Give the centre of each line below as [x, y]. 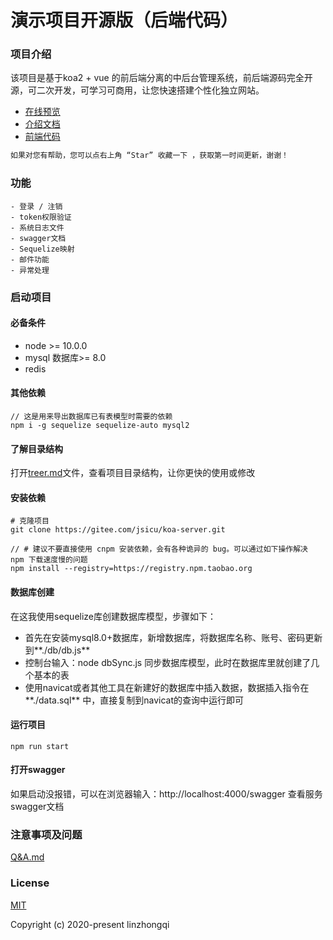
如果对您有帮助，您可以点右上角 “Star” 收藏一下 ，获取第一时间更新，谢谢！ [149, 156]
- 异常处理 [30, 270]
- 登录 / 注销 [36, 206]
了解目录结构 [36, 448]
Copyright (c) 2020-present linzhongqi [90, 924]
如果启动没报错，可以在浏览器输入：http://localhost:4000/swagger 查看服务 [166, 794]
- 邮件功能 [30, 259]
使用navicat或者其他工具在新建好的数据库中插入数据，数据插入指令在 [167, 687]
